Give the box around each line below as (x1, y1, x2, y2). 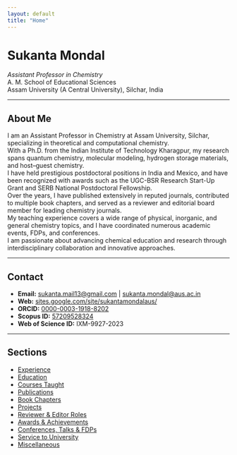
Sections (7, 346, 47, 358)
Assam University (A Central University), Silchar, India (7, 85, 164, 94)
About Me (7, 112, 51, 124)
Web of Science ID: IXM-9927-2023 (17, 320, 124, 328)
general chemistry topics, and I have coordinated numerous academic (7, 222, 211, 230)
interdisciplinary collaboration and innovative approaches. (7, 244, 176, 253)
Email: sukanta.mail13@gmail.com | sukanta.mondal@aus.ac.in (17, 290, 201, 298)
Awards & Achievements (17, 418, 89, 426)
